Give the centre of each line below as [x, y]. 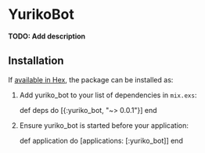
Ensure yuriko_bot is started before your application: [104, 125]
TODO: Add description [47, 36]
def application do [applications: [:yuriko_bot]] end [101, 140]
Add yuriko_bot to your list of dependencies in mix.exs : [108, 95]
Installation [36, 61]
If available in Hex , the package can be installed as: [91, 79]
